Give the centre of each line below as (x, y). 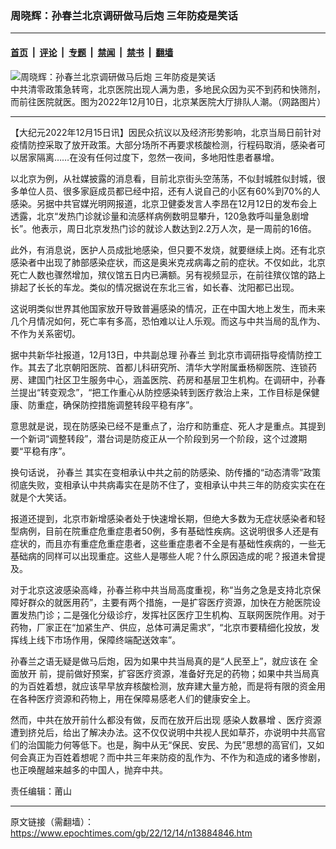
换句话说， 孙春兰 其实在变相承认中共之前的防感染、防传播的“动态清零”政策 (166, 472)
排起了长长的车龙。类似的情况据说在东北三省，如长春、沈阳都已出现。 (155, 287)
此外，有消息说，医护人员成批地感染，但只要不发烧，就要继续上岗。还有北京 (168, 249)
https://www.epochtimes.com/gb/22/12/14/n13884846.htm (131, 833)
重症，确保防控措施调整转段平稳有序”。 (117, 404)
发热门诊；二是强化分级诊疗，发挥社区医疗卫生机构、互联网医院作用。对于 (172, 614)
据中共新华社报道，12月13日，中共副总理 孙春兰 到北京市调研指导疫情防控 (162, 354)
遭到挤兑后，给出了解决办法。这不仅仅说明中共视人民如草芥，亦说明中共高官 (168, 732)
